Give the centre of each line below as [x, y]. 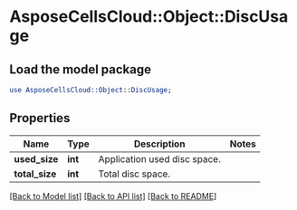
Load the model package [81, 69]
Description [159, 144]
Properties [40, 118]
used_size [36, 158]
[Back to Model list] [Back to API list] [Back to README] [113, 196]
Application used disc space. [160, 158]
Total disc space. [134, 174]
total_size [35, 174]
